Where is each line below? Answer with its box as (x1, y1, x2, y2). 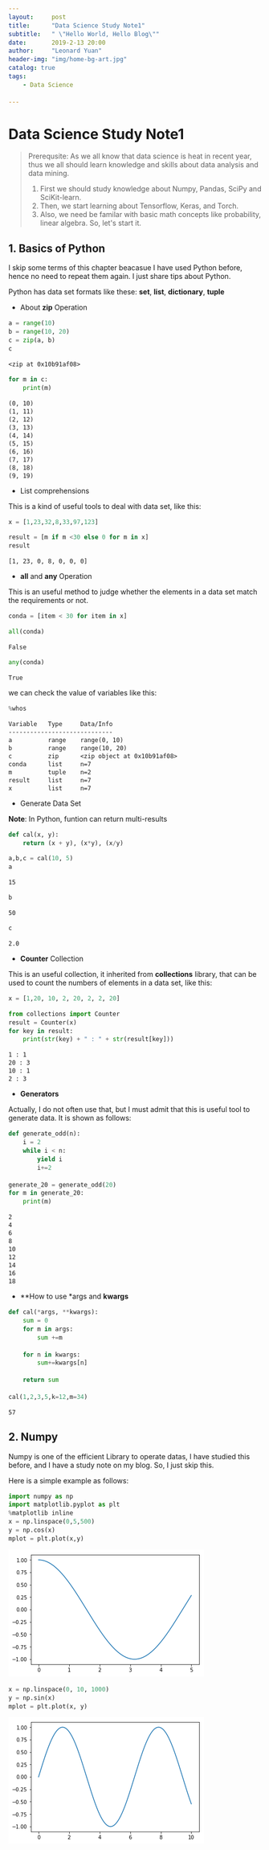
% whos (8, 704, 26, 712)
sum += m (37, 1333, 63, 1342)
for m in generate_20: (8, 1189, 84, 1197)
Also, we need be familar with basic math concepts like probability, (39, 210, 262, 219)
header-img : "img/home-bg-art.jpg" (8, 55, 128, 64)
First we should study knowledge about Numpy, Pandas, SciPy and (39, 184, 262, 194)
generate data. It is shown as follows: (8, 1114, 132, 1123)
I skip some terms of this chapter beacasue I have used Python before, (8, 263, 243, 273)
